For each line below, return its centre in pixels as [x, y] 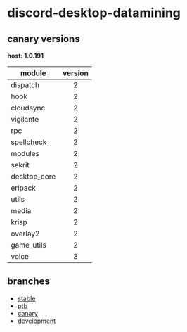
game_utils [29, 245]
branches [29, 282]
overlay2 [25, 234]
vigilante [25, 119]
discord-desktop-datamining [94, 13]
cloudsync [28, 108]
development [37, 321]
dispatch [25, 85]
